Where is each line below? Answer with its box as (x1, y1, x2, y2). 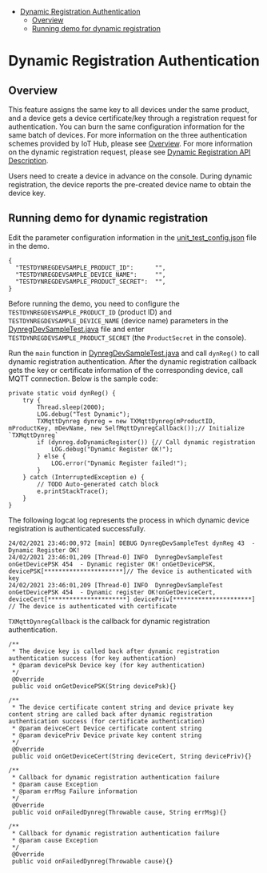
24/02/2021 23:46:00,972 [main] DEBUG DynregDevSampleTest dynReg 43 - (8, 539, 256, 547)
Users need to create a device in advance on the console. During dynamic (8, 171, 253, 181)
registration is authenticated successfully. (8, 523, 146, 533)
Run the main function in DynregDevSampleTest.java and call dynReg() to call (8, 348, 260, 358)
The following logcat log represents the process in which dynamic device (8, 515, 249, 525)
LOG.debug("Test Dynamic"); (37, 410, 130, 418)
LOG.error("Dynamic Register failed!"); (50, 459, 188, 467)
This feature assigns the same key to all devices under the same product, (8, 105, 249, 114)
